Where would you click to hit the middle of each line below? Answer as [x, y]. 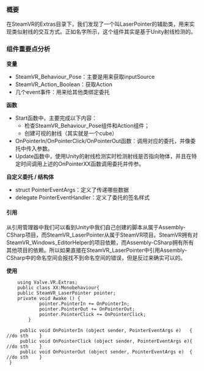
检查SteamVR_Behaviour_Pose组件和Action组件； [87, 125]
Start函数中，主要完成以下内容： [56, 118]
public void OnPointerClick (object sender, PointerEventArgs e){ [106, 341]
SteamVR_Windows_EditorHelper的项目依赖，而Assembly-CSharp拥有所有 [100, 242]
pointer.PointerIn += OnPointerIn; [84, 304]
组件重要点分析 [28, 49]
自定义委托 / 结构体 [30, 177]
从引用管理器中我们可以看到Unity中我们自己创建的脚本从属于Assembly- [96, 227]
